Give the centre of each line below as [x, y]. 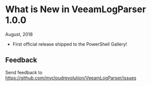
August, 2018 [19, 34]
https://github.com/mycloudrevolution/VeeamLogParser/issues [71, 78]
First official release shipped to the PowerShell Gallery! [70, 44]
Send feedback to [24, 72]
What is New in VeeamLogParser [75, 9]
